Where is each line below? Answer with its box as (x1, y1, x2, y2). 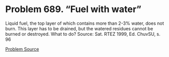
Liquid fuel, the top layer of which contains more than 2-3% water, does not (5, 20, 164, 26)
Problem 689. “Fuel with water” (5, 4, 142, 15)
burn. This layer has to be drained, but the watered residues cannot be (5, 25, 154, 31)
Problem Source (5, 46, 39, 52)
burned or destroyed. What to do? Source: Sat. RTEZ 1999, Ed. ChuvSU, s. (5, 31, 161, 37)
